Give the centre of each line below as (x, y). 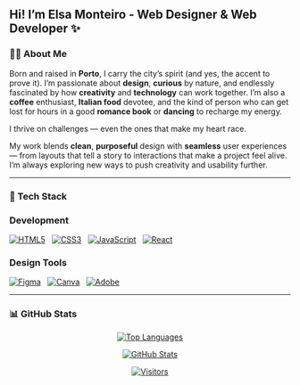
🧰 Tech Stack (38, 196)
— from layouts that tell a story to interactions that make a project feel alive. (148, 155)
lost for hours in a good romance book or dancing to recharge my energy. (146, 111)
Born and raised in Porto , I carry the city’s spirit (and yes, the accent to (140, 73)
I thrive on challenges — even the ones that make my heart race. (128, 128)
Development (39, 220)
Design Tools (38, 262)
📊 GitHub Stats (43, 314)
